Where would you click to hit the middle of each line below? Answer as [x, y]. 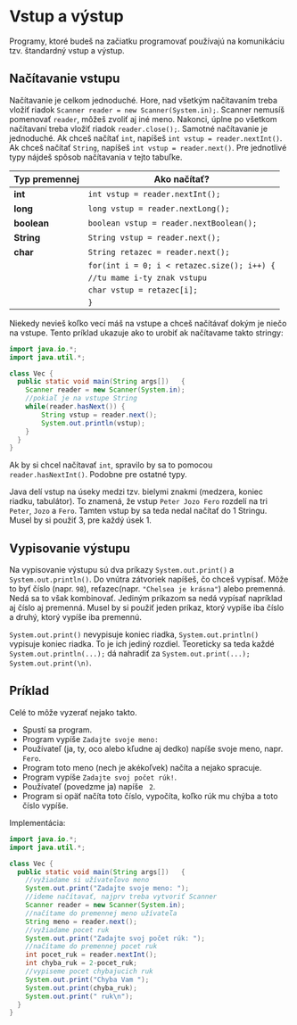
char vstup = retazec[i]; [143, 290]
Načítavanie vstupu [65, 79]
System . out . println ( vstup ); [93, 423]
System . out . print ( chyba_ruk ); [82, 988]
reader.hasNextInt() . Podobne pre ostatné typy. [98, 475]
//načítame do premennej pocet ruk [91, 946]
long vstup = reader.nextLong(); [159, 208]
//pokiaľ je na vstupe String [82, 399]
